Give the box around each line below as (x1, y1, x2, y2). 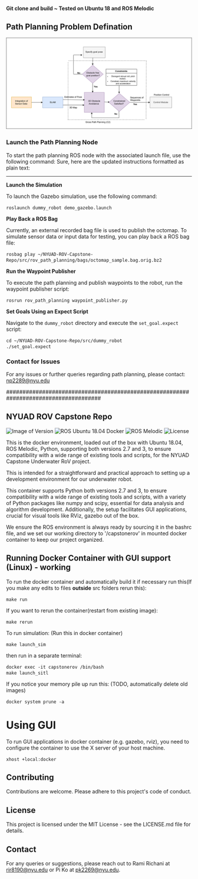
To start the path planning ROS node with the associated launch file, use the (6, 151, 190, 159)
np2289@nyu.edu (6, 377, 50, 384)
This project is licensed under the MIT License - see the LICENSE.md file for (6, 821, 191, 828)
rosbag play (6, 251, 35, 257)
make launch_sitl (6, 670, 49, 676)
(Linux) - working (6, 562, 71, 572)
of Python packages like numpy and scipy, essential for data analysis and (6, 499, 184, 506)
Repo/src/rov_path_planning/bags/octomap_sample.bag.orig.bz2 (6, 257, 162, 263)
